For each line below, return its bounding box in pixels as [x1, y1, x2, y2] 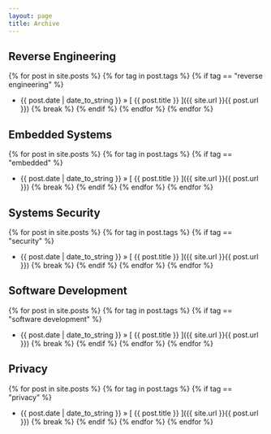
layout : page [8, 11, 53, 20]
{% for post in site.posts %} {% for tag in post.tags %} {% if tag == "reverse [8, 71, 264, 81]
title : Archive [8, 20, 60, 28]
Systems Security [8, 206, 101, 219]
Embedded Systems [8, 128, 112, 141]
